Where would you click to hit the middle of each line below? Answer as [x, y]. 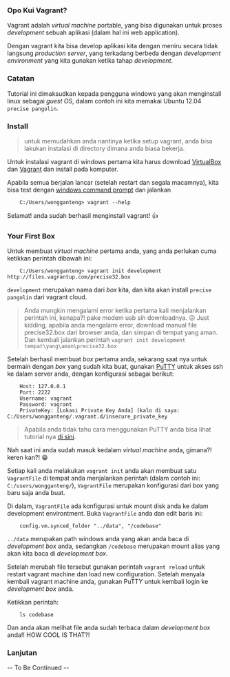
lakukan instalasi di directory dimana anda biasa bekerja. [104, 148]
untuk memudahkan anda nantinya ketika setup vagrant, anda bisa [118, 141]
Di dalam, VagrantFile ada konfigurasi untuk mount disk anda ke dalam [108, 506]
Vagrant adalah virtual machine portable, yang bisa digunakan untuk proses [115, 26]
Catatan [21, 79]
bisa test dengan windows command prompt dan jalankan [89, 190]
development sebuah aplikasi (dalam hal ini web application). [94, 32]
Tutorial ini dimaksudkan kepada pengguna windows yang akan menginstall [114, 93]
